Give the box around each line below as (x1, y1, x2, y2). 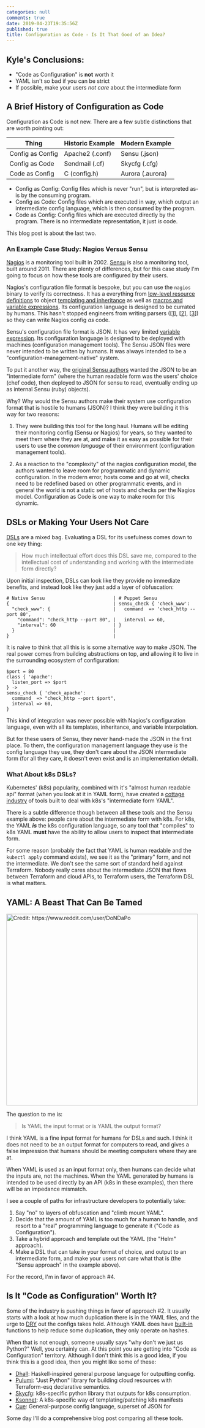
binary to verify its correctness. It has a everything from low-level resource (6, 290, 195, 297)
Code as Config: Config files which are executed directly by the (15, 211, 176, 218)
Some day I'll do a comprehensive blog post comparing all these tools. (6, 1415, 184, 1422)
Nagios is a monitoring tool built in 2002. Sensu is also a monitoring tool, (6, 259, 189, 266)
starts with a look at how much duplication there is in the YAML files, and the (6, 1313, 199, 1321)
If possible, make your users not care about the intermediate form (15, 83, 182, 91)
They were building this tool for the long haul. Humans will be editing (15, 423, 188, 430)
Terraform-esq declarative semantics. (15, 1383, 111, 1390)
